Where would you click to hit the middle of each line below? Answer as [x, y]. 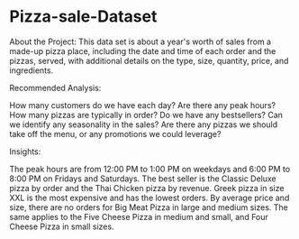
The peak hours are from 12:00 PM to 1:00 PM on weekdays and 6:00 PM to [150, 169]
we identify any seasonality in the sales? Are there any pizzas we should [144, 124]
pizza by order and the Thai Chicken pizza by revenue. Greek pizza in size [147, 188]
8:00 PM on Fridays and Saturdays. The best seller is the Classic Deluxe [143, 179]
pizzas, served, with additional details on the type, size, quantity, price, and [149, 60]
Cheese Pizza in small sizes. [62, 226]
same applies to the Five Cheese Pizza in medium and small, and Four [139, 216]
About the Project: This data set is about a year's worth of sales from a [140, 41]
